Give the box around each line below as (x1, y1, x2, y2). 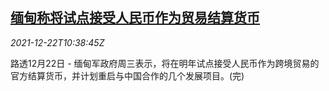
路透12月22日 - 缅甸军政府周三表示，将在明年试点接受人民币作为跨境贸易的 (10, 57, 320, 69)
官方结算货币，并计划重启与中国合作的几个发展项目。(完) (10, 69, 245, 82)
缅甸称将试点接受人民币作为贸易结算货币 (10, 9, 260, 27)
